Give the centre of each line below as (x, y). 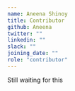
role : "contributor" (38, 60)
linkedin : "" (27, 40)
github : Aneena (30, 27)
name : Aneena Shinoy (38, 14)
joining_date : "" (33, 54)
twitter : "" (25, 34)
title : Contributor (36, 20)
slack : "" (22, 47)
